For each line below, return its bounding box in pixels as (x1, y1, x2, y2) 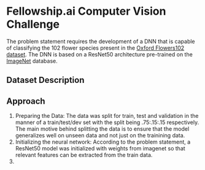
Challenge (6, 17, 60, 31)
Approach (6, 96, 45, 106)
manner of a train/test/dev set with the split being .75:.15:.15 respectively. (15, 118, 199, 126)
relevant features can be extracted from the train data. (15, 152, 153, 159)
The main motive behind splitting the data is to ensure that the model (15, 125, 190, 133)
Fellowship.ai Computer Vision (6, 4, 166, 18)
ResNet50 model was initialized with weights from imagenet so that (15, 145, 185, 152)
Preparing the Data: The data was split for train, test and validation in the (15, 112, 199, 120)
